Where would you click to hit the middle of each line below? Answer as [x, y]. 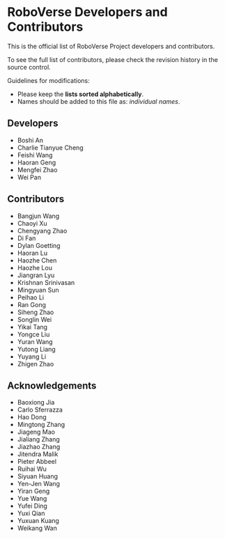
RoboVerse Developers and [88, 12]
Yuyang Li [32, 357]
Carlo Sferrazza [40, 410]
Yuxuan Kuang [38, 521]
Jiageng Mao [36, 432]
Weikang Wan [37, 528]
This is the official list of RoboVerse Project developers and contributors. [111, 46]
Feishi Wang [35, 155]
